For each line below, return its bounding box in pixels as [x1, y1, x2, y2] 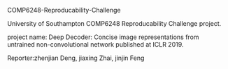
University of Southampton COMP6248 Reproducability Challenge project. [7, 20, 222, 27]
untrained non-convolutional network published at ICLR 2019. [7, 40, 184, 48]
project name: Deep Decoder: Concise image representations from [7, 33, 199, 41]
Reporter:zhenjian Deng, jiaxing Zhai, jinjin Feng [7, 54, 145, 62]
